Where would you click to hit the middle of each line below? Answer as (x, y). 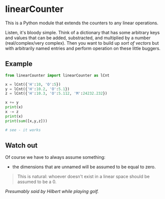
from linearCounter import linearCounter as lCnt (57, 75)
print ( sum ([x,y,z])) (27, 121)
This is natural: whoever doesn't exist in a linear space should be (83, 177)
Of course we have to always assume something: (55, 157)
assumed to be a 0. (37, 182)
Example (19, 64)
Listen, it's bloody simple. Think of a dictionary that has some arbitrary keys (82, 32)
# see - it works (23, 130)
